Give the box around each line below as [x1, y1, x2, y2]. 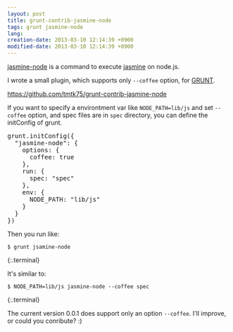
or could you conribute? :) [7, 316, 82, 325]
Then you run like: [7, 230, 60, 238]
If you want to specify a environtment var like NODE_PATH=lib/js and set [7, 104, 213, 111]
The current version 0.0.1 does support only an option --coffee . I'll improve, [7, 309, 227, 317]
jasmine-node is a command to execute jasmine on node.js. [7, 63, 180, 70]
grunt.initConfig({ [7, 132, 75, 140]
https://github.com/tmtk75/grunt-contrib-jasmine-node [7, 90, 167, 98]
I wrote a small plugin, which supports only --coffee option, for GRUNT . [7, 76, 215, 85]
